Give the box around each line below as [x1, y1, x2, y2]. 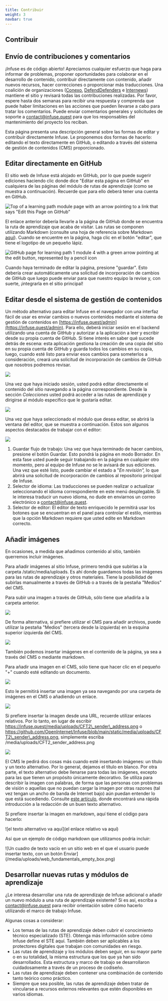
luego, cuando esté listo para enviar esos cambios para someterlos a [5, 351, 148, 357]
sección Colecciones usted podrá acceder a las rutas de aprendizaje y [5, 392, 151, 398]
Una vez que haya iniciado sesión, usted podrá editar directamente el [5, 381, 149, 387]
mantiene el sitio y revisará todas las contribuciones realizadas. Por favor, [5, 92, 157, 98]
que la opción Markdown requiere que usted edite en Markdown [12, 515, 145, 521]
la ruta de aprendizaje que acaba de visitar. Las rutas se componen [5, 224, 144, 230]
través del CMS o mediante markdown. [5, 654, 86, 660]
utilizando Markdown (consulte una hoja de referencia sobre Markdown [5, 229, 153, 235]
